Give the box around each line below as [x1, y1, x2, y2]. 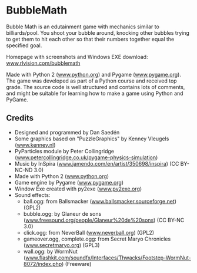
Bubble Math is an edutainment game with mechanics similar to [6, 23, 160, 30]
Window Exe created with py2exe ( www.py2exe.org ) [14, 185, 142, 192]
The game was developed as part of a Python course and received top [6, 77, 178, 84]
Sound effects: [14, 191, 51, 198]
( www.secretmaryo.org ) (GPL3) [23, 241, 100, 248]
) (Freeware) [61, 260, 92, 267]
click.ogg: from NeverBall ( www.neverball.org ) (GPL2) [23, 229, 155, 236]
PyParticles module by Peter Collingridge [14, 147, 115, 154]
